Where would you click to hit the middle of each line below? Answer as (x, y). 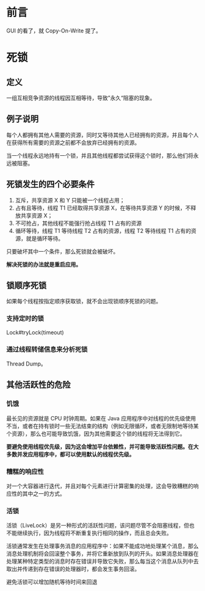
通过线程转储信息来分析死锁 (47, 349)
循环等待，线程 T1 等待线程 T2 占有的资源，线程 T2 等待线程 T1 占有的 (103, 230)
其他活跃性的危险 (38, 385)
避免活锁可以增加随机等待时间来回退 (52, 582)
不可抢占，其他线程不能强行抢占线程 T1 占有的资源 (78, 223)
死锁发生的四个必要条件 (50, 184)
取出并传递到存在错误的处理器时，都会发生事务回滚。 (73, 569)
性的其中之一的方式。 (38, 493)
